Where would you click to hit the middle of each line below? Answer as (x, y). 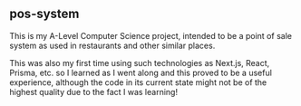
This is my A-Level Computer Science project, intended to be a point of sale (151, 35)
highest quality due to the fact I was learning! (94, 92)
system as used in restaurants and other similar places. (112, 45)
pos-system (44, 14)
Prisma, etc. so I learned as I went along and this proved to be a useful (141, 72)
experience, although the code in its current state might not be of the (138, 82)
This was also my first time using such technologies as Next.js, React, (140, 63)
